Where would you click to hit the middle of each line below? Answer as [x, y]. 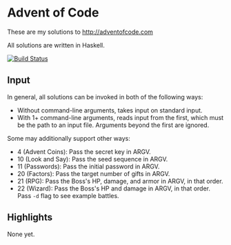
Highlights [30, 218]
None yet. [21, 234]
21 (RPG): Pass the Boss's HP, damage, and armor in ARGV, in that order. [120, 181]
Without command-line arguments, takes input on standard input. [110, 110]
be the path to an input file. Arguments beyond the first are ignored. [113, 125]
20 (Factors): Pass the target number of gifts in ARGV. [93, 173]
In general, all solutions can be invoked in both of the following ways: [105, 97]
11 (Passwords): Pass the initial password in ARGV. [88, 166]
